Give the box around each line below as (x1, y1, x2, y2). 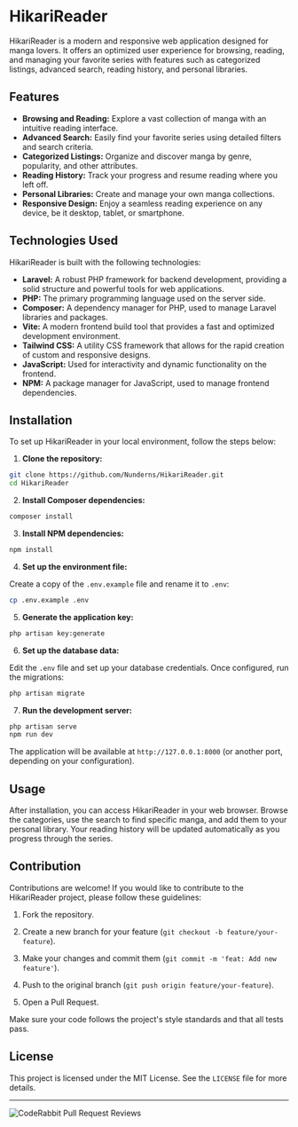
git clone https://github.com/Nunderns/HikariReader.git (9, 470, 224, 480)
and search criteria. (21, 141, 94, 152)
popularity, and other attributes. (21, 160, 138, 170)
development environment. (21, 330, 122, 341)
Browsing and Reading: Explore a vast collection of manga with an (21, 113, 267, 123)
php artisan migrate (9, 689, 86, 697)
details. (9, 1082, 36, 1092)
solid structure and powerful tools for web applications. (21, 283, 224, 294)
